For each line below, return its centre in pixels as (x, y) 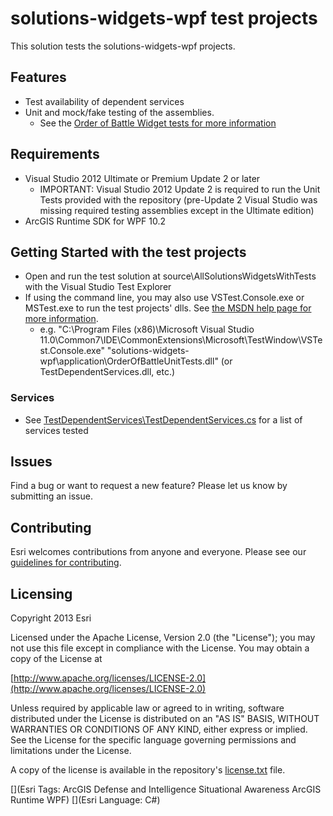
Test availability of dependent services (104, 101)
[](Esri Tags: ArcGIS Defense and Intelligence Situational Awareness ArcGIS (166, 789)
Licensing (41, 593)
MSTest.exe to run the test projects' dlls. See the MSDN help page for (168, 308)
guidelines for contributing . (66, 563)
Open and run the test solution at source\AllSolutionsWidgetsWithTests (170, 276)
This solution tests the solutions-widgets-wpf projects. (123, 46)
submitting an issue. (51, 496)
